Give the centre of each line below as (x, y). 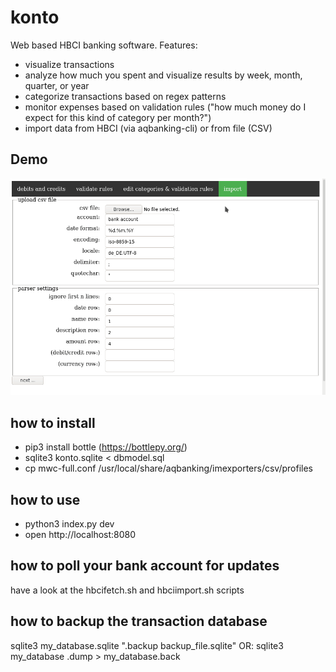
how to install (53, 422)
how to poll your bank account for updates (145, 566)
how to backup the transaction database (139, 621)
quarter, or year (57, 85)
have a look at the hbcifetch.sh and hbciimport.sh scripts (127, 590)
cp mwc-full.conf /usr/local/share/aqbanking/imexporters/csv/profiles (169, 468)
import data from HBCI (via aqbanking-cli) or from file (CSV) (148, 128)
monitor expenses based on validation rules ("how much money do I (165, 107)
